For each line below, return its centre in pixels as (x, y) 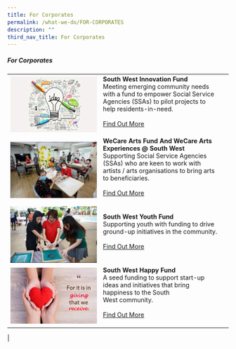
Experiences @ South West (144, 149)
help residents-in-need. (138, 109)
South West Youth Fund (138, 217)
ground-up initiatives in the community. (160, 232)
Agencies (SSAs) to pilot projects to (154, 101)
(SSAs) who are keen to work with (152, 163)
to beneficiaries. (126, 178)
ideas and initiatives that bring (146, 285)
